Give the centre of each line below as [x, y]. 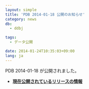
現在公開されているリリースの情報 [47, 81]
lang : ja [14, 55]
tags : [11, 37]
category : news [21, 19]
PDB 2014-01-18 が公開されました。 [42, 70]
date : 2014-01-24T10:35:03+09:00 [40, 51]
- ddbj [16, 28]
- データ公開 [21, 42]
